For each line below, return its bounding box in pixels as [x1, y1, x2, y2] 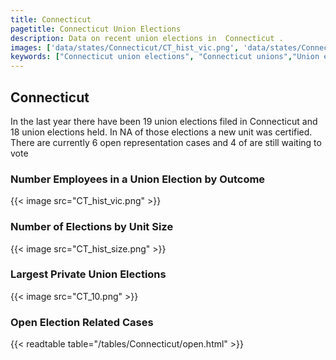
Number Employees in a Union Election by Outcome [10, 172, 266, 186]
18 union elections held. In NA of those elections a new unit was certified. [10, 126, 313, 138]
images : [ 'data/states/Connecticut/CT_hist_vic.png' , [10, 42, 240, 53]
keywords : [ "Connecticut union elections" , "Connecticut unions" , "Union [10, 52, 320, 62]
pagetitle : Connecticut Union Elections [10, 24, 182, 34]
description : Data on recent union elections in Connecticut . [10, 33, 284, 43]
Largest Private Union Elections [10, 267, 167, 281]
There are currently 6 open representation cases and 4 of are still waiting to [10, 136, 322, 148]
